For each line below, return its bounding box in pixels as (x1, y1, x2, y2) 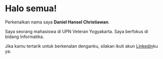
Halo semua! (5, 3, 57, 14)
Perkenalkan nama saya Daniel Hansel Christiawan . (5, 19, 110, 25)
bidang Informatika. (5, 34, 44, 39)
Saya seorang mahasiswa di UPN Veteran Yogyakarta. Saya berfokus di (5, 28, 148, 34)
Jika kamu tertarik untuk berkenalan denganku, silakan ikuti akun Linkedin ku (5, 43, 158, 49)
